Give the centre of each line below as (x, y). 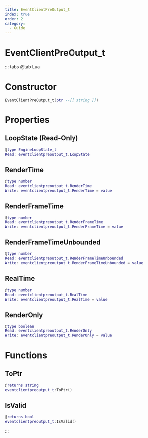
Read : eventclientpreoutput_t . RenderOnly (49, 331)
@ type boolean (20, 327)
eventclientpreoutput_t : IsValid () (41, 422)
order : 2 (14, 19)
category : (15, 24)
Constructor (31, 87)
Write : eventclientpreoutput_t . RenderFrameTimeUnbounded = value (74, 263)
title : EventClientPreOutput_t (37, 10)
